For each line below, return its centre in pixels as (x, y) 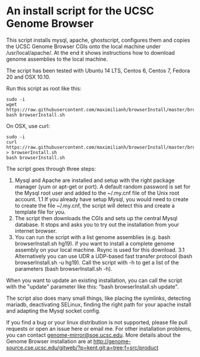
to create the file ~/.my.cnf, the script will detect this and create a (95, 205)
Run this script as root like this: (44, 88)
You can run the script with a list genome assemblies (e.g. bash (93, 237)
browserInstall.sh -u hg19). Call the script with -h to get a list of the (97, 262)
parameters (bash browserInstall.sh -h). (63, 268)
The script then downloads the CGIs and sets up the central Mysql (96, 218)
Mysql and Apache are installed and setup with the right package (95, 180)
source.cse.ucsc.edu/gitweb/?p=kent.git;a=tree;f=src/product (82, 347)
